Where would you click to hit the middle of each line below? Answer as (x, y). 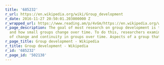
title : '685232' (21, 10)
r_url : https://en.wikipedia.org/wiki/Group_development (64, 14)
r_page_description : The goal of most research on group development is (81, 28)
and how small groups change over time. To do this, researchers (77, 32)
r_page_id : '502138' (26, 55)
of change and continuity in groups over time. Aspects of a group (80, 37)
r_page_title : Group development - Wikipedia (52, 42)
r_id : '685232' (20, 50)
